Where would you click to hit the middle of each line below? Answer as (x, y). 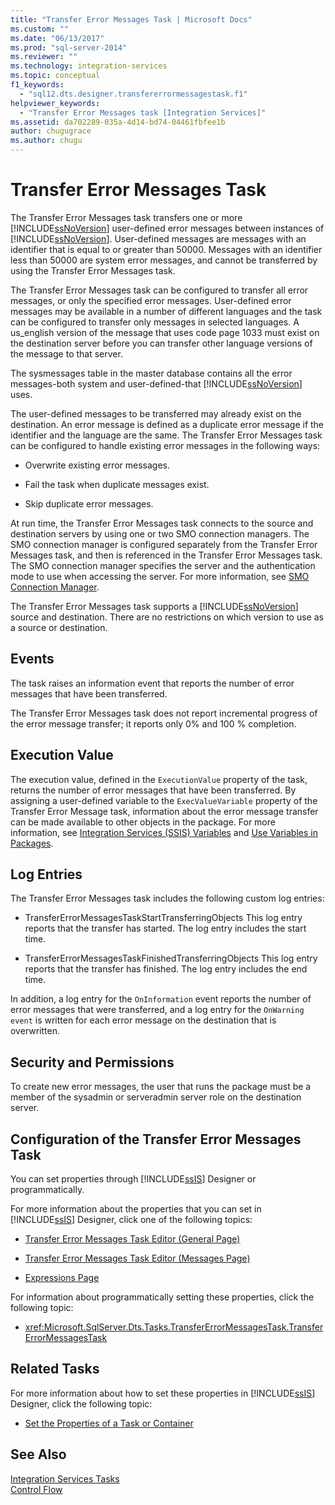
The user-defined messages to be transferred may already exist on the (156, 413)
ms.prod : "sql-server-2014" (69, 47)
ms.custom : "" (40, 29)
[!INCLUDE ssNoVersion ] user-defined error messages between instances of (167, 228)
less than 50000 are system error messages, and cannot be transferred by (164, 260)
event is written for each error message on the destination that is (143, 1020)
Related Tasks (55, 1369)
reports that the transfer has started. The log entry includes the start (165, 928)
